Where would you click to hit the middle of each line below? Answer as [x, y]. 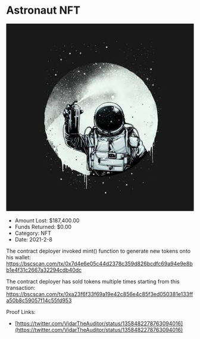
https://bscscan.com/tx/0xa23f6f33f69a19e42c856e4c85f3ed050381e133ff [100, 294]
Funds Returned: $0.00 [43, 227]
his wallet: [18, 257]
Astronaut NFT [43, 10]
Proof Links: [21, 312]
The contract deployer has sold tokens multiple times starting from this [93, 281]
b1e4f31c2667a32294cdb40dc [44, 270]
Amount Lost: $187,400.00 [47, 220]
